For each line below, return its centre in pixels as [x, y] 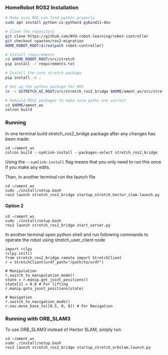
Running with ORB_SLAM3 [38, 318]
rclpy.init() [19, 253]
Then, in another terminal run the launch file [50, 176]
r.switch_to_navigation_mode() [38, 302]
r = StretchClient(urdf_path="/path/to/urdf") [54, 262]
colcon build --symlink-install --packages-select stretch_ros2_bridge [81, 152]
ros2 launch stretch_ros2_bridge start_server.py [58, 225]
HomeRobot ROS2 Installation [42, 8]
